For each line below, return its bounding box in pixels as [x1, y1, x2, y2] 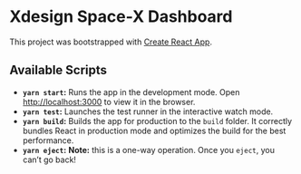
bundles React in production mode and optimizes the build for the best [22, 125, 286, 136]
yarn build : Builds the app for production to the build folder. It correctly [22, 115, 293, 126]
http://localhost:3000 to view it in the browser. [22, 96, 196, 107]
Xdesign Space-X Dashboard [9, 6, 233, 27]
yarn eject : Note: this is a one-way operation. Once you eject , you [22, 144, 275, 155]
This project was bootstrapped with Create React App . [9, 36, 213, 47]
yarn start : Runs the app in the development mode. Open [22, 86, 240, 97]
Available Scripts [9, 63, 107, 78]
